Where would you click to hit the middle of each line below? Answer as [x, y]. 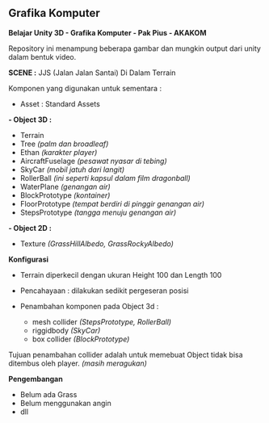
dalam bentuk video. [42, 57]
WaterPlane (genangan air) [65, 186]
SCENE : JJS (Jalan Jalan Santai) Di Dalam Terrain [92, 73]
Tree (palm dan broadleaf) [64, 144]
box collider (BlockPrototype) [81, 339]
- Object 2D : [30, 228]
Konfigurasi [29, 259]
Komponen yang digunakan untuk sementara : [85, 88]
